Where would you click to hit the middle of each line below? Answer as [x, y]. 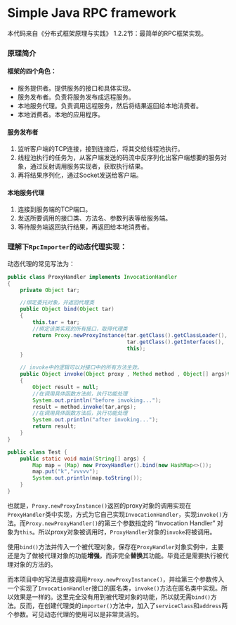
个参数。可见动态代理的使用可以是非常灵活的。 [75, 614]
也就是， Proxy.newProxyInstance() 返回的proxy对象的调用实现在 [99, 505]
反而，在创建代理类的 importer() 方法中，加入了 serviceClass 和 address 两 [124, 605]
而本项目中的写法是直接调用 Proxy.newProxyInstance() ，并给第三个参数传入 [116, 579]
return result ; [55, 426]
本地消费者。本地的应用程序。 [60, 114]
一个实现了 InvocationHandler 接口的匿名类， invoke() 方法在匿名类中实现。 [114, 588]
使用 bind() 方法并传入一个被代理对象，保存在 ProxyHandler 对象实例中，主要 [116, 546]
